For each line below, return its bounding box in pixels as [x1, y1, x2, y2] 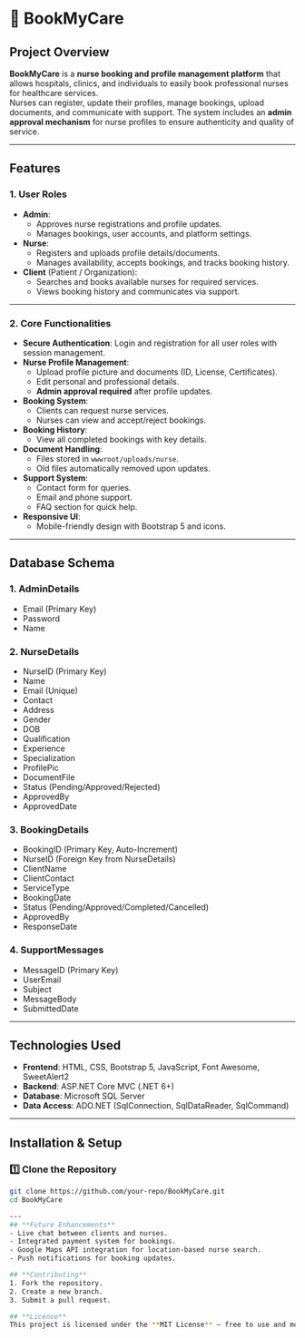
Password [22, 612, 61, 624]
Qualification [22, 733, 71, 744]
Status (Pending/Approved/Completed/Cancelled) [22, 902, 210, 913]
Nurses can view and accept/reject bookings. [35, 415, 207, 425]
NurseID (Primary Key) [22, 666, 107, 677]
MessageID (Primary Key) [22, 964, 119, 975]
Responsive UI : [22, 511, 81, 522]
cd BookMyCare [9, 1195, 64, 1205]
